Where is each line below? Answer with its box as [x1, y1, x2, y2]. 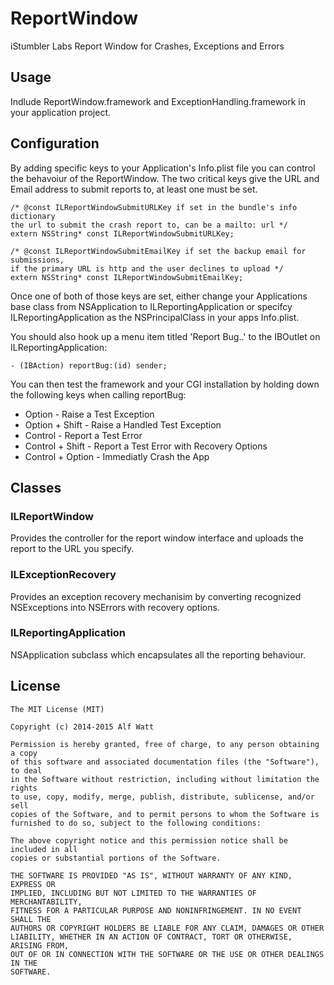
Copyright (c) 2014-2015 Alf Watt [10, 722, 155, 732]
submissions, [10, 255, 65, 265]
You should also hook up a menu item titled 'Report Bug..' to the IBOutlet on [10, 330, 321, 342]
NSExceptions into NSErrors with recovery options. [10, 601, 220, 613]
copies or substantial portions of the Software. [10, 853, 222, 863]
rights [10, 783, 38, 793]
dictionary [10, 211, 56, 221]
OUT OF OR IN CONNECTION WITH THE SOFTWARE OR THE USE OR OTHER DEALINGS [10, 949, 325, 959]
